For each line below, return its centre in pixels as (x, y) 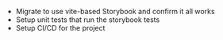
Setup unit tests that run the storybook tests (88, 20)
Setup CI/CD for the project (60, 28)
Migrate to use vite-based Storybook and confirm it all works (115, 11)
